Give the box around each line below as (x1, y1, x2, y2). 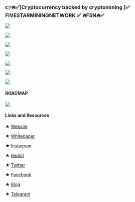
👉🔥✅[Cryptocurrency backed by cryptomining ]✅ (5, 3, 131, 10)
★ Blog (5, 181, 21, 187)
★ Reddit (5, 152, 24, 158)
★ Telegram (5, 191, 31, 197)
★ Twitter (5, 162, 26, 168)
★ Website (5, 123, 28, 129)
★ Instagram (5, 143, 32, 149)
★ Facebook (5, 172, 31, 178)
